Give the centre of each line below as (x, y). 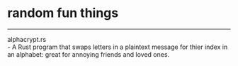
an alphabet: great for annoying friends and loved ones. (89, 54)
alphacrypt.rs (27, 39)
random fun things (63, 13)
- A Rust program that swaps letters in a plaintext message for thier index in (118, 47)
